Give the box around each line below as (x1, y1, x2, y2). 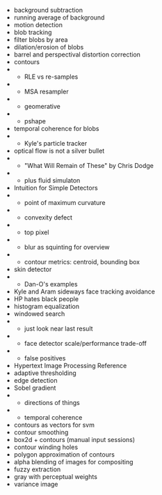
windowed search (13, 310, 65, 318)
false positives (24, 354, 66, 362)
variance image (13, 480, 58, 488)
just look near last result (24, 324, 93, 333)
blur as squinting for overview (24, 243, 110, 251)
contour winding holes (13, 443, 79, 451)
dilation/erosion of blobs (13, 43, 84, 51)
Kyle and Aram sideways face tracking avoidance (13, 287, 155, 296)
